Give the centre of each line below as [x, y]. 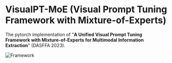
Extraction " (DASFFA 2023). [35, 45]
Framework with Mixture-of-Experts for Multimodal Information [75, 40]
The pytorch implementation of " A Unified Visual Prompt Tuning [74, 34]
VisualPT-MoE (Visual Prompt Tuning [86, 9]
